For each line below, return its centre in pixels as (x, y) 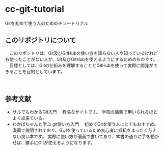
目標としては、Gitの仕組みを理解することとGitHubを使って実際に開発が (81, 65)
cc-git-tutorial (35, 9)
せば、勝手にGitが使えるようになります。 (54, 142)
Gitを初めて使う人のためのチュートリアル (47, 23)
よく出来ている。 (29, 118)
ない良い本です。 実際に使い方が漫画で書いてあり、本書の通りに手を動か (85, 136)
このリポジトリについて (41, 40)
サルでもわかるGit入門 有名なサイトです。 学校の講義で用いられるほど (85, 112)
